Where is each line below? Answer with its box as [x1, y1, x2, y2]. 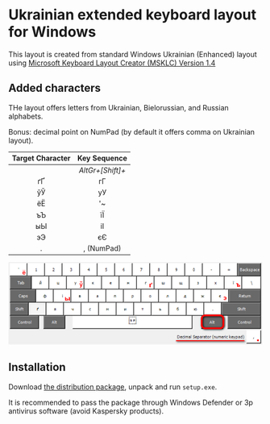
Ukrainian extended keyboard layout [8, 6, 257, 24]
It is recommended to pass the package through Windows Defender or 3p [8, 397, 254, 407]
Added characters [8, 81, 102, 95]
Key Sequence [77, 153, 127, 163]
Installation [8, 360, 66, 374]
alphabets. [8, 111, 44, 121]
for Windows [8, 23, 97, 41]
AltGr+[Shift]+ [78, 165, 127, 175]
